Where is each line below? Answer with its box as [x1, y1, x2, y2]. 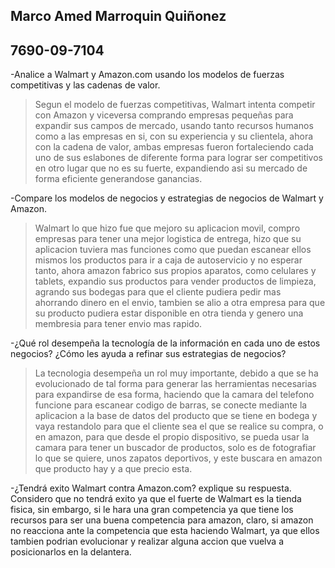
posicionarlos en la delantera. [10, 546, 132, 558]
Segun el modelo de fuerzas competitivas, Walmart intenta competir [34, 99, 316, 111]
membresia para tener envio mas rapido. [34, 318, 203, 330]
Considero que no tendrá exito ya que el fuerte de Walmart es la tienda [10, 493, 302, 505]
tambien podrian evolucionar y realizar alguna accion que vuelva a [10, 535, 284, 548]
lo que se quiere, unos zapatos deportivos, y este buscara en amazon [34, 452, 323, 464]
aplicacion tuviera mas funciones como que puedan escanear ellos [34, 244, 312, 256]
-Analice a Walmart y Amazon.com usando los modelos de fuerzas [10, 69, 285, 81]
